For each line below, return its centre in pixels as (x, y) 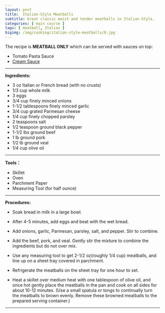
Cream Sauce (26, 61)
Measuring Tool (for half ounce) (44, 188)
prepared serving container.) (41, 301)
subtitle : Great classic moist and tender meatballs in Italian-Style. (80, 19)
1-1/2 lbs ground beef (34, 132)
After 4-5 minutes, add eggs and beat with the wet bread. (70, 222)
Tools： (13, 163)
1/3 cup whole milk (31, 90)
